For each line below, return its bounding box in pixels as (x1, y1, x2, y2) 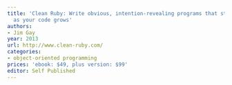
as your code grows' (13, 16, 72, 23)
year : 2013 (7, 36, 39, 42)
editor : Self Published (7, 67, 76, 74)
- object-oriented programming (7, 55, 97, 62)
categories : (7, 49, 41, 56)
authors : (7, 23, 32, 29)
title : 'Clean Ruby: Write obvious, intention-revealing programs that (7, 10, 217, 17)
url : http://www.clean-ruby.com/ (7, 42, 104, 49)
